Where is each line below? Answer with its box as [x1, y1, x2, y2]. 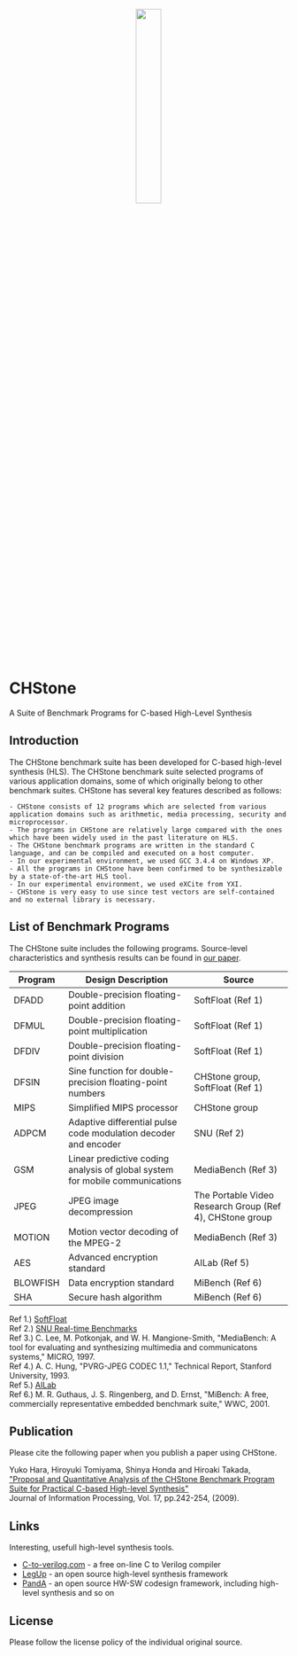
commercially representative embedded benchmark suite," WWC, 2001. [9, 1398, 270, 1409]
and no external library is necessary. [9, 895, 156, 904]
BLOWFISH [13, 1277, 60, 1289]
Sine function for [67, 1065, 138, 1077]
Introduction [9, 733, 80, 748]
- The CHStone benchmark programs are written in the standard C [9, 840, 255, 850]
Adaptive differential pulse [67, 1115, 178, 1128]
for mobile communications [67, 1175, 182, 1187]
